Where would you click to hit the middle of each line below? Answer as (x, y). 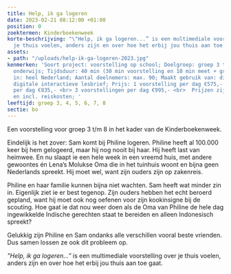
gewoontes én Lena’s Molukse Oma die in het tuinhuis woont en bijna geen (113, 164)
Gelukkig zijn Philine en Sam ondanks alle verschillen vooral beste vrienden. (114, 235)
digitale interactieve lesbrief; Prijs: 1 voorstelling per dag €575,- (118, 84)
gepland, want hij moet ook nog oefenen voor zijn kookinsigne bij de (104, 200)
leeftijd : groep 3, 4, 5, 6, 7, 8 (57, 103)
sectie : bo (23, 109)
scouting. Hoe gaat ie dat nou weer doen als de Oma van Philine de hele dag (115, 207)
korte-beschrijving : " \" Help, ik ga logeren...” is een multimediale (109, 39)
